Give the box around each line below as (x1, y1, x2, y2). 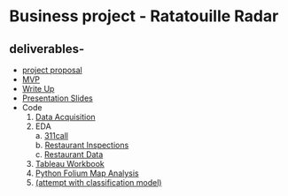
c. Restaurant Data (35, 149, 104, 160)
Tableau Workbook (35, 159, 105, 169)
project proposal (21, 64, 82, 75)
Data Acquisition (35, 112, 96, 122)
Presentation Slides (21, 93, 93, 103)
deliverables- (9, 41, 85, 57)
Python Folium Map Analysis (35, 168, 139, 178)
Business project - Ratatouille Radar (9, 6, 279, 26)
